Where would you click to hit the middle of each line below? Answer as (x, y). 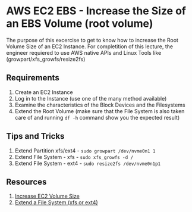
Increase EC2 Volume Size (47, 196)
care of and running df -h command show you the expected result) (97, 117)
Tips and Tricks (35, 136)
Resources (26, 182)
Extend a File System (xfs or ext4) (56, 202)
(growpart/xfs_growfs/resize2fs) (46, 59)
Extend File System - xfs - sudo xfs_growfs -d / (74, 157)
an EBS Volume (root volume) (80, 24)
